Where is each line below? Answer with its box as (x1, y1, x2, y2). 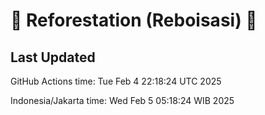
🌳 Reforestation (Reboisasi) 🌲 (10, 9, 258, 32)
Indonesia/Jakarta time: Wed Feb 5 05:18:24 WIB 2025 (10, 95, 235, 106)
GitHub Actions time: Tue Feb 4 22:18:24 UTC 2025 (10, 75, 222, 87)
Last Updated (10, 49, 96, 66)
